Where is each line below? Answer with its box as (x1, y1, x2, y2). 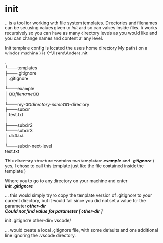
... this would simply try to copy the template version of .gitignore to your (5, 192, 152, 198)
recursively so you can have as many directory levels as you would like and (5, 30, 157, 36)
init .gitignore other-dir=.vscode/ (5, 217, 71, 223)
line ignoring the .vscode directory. (5, 232, 76, 238)
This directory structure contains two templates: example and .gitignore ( (5, 158, 155, 163)
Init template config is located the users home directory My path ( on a (5, 45, 148, 51)
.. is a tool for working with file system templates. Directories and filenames (5, 20, 157, 26)
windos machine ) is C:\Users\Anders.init (5, 50, 88, 56)
